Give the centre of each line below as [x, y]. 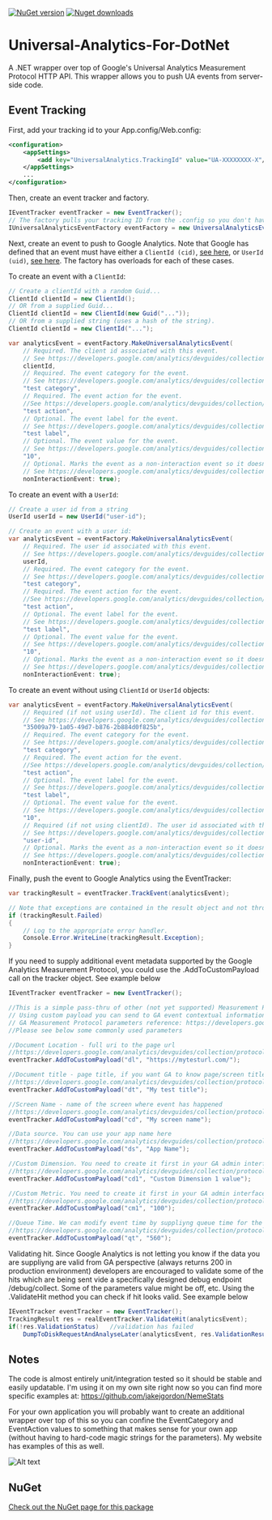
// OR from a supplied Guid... [61, 306]
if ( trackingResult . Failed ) [56, 916]
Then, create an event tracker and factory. [79, 198]
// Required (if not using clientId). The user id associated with [139, 825]
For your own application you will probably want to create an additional [127, 1412]
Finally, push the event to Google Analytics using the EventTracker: [120, 878]
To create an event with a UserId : [64, 494]
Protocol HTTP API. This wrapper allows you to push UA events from [123, 76]
